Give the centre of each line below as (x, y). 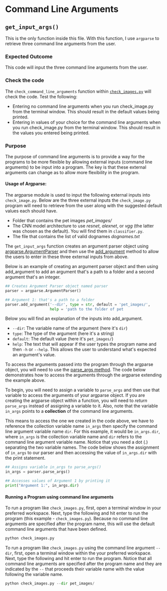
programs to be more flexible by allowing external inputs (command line (79, 162)
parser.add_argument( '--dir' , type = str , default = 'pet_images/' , (78, 304)
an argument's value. (34, 355)
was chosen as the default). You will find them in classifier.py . (78, 231)
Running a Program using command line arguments (59, 497)
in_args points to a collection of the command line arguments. (69, 411)
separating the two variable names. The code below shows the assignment (82, 447)
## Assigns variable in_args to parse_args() (53, 467)
